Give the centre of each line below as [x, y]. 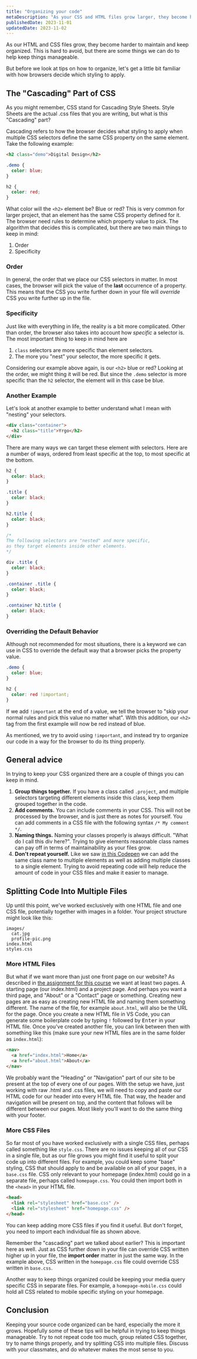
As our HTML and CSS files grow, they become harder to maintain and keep [97, 45]
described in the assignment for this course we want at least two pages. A [96, 983]
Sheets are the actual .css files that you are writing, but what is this [87, 114]
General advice [34, 760]
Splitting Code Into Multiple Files [67, 891]
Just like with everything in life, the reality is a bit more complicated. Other [96, 326]
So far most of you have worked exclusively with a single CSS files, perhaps [98, 1143]
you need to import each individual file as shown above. [74, 1231]
